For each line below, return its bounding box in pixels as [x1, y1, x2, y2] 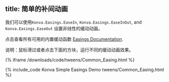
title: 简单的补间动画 [5, 5, 68, 14]
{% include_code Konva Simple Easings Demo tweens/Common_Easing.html [5, 66, 164, 72]
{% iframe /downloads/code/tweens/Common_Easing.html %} [5, 57, 135, 63]
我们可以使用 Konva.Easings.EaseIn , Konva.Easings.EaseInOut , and [5, 19, 142, 25]
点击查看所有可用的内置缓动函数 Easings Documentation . [5, 36, 124, 42]
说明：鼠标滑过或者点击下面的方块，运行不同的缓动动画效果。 [5, 47, 134, 53]
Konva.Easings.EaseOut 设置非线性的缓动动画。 [5, 25, 103, 31]
